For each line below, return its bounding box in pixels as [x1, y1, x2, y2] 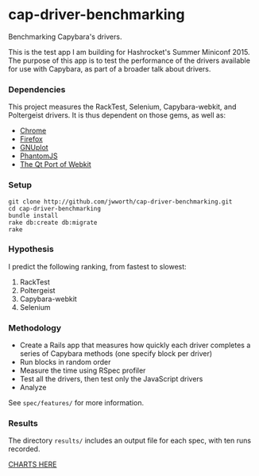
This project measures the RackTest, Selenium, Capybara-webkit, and [8, 102, 237, 112]
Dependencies [8, 83, 66, 95]
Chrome [19, 126, 47, 136]
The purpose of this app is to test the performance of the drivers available [8, 56, 250, 65]
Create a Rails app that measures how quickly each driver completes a [19, 340, 251, 350]
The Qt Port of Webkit [19, 160, 91, 169]
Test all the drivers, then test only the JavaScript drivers [19, 374, 203, 384]
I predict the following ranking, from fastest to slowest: [8, 261, 187, 271]
